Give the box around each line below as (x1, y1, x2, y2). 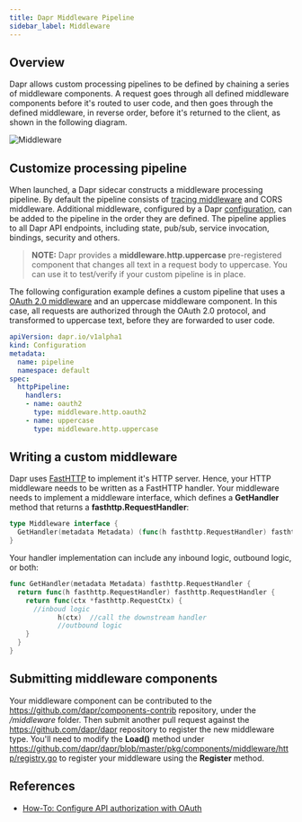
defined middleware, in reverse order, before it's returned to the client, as (9, 107, 281, 118)
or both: (9, 562, 39, 573)
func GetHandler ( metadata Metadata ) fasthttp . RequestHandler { (9, 580, 252, 589)
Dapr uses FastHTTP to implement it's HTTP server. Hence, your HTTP (9, 474, 271, 484)
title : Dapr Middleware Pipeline (9, 13, 135, 23)
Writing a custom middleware (9, 449, 178, 465)
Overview (9, 55, 66, 70)
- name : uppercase (25, 416, 94, 425)
